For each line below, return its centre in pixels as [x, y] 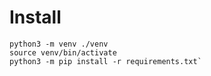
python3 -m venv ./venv [59, 44]
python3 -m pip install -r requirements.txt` [105, 61]
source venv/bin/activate [63, 52]
